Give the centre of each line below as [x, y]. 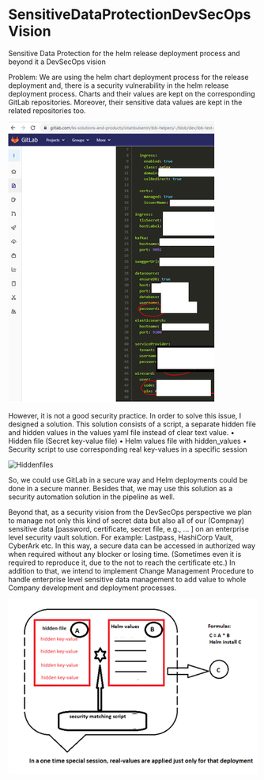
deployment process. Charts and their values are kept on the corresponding [132, 93]
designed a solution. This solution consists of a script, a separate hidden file [132, 424]
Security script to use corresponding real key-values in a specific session [128, 449]
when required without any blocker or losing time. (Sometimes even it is [125, 554]
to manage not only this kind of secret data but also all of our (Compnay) [126, 521]
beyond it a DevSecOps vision [57, 62]
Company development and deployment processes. [92, 588]
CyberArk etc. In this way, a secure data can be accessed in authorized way [132, 545]
